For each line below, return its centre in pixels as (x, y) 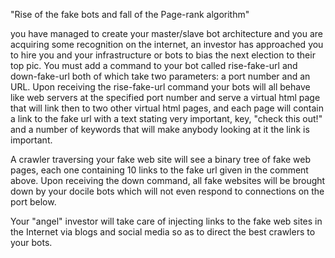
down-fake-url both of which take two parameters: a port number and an (160, 76)
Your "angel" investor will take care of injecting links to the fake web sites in (166, 221)
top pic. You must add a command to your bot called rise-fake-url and (154, 65)
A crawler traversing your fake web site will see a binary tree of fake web (161, 159)
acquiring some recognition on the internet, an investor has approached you (167, 44)
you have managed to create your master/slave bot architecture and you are (166, 33)
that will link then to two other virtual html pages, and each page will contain (167, 108)
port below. (33, 202)
